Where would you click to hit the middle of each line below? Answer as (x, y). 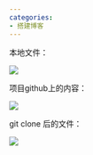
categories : (31, 17)
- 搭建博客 (27, 26)
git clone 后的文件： (46, 123)
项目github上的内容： (48, 88)
